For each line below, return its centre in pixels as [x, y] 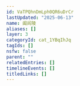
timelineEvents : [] [31, 68]
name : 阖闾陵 [21, 23]
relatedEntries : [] [31, 62]
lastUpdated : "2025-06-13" [40, 18]
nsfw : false [21, 51]
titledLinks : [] [26, 74]
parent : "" [20, 57]
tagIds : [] [20, 46]
